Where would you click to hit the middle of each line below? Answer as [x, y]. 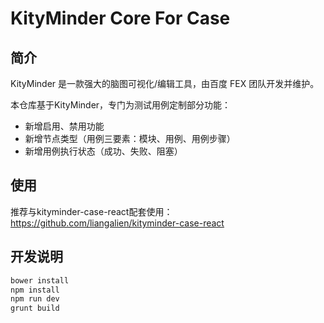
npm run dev [35, 299]
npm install [35, 290]
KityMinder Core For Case [120, 18]
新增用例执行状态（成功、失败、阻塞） [103, 151]
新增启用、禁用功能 [64, 126]
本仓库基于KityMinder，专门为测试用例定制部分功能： [121, 105]
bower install [40, 280]
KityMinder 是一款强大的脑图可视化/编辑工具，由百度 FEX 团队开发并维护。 [165, 83]
